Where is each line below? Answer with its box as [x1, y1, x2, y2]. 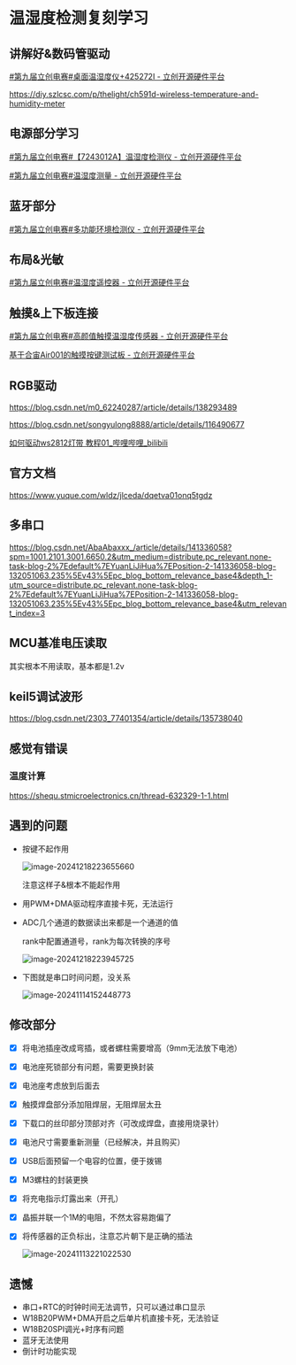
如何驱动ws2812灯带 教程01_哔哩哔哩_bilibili [9, 437, 168, 448]
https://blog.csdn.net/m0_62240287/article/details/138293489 [9, 402, 238, 413]
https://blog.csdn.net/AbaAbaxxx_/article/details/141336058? [9, 542, 232, 552]
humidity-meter [9, 98, 66, 109]
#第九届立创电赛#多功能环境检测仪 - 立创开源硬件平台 [9, 223, 206, 235]
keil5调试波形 [9, 689, 83, 704]
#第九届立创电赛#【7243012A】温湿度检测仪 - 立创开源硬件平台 [9, 151, 242, 162]
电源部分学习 [9, 126, 80, 142]
